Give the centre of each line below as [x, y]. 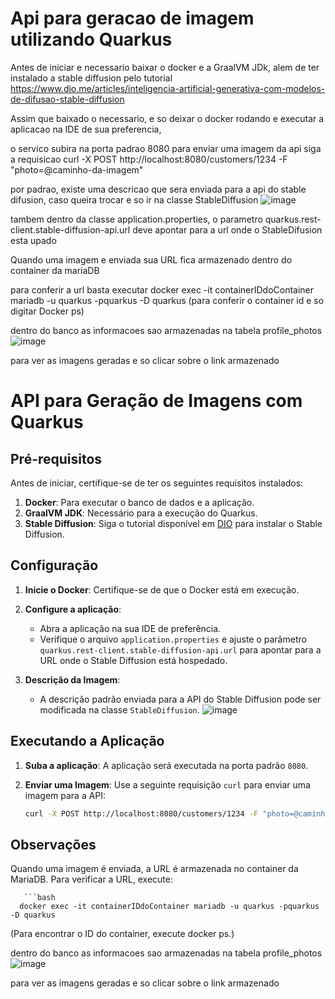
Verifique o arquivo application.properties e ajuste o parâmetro [173, 639]
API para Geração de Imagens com [156, 401]
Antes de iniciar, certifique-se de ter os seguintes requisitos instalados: [157, 483]
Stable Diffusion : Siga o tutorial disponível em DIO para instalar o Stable [173, 523]
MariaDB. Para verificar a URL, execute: [91, 879]
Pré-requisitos [56, 458]
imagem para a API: [65, 795]
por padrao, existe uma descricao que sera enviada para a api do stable [158, 189]
